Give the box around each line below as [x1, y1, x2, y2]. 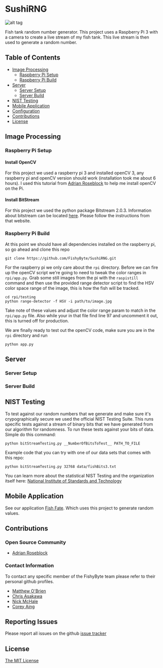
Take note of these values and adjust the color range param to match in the [5, 307, 156, 313]
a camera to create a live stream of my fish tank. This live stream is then [5, 34, 149, 40]
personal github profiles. [5, 578, 54, 584]
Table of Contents [5, 54, 61, 62]
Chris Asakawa [12, 593, 43, 599]
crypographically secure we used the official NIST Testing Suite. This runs [5, 416, 154, 422]
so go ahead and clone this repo [5, 246, 70, 252]
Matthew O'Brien [12, 588, 46, 594]
